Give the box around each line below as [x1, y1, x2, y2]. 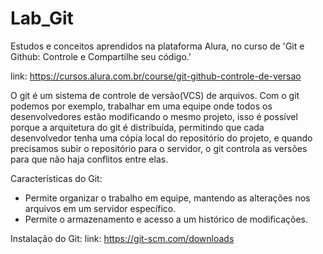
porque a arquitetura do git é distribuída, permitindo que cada [10, 121, 265, 133]
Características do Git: [10, 172, 103, 184]
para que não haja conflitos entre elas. [10, 153, 169, 165]
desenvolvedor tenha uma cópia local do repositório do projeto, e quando [10, 132, 313, 144]
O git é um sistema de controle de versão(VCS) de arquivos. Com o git [10, 89, 300, 101]
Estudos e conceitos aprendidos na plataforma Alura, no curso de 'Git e [10, 40, 305, 52]
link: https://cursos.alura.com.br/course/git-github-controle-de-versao [10, 70, 302, 82]
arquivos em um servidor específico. [24, 202, 177, 214]
